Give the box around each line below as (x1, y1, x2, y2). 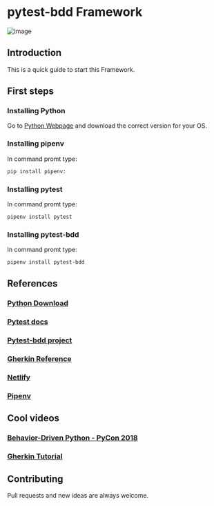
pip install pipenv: (7, 168, 67, 175)
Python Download (7, 298, 69, 308)
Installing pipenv (7, 139, 64, 148)
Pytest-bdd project (7, 335, 72, 345)
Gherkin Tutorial (7, 451, 63, 461)
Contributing (7, 473, 64, 485)
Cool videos (7, 412, 60, 425)
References (7, 278, 58, 290)
